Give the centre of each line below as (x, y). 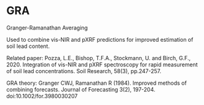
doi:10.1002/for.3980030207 (42, 96)
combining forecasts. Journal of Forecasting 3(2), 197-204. (81, 89)
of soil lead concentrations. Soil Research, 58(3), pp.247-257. (84, 71)
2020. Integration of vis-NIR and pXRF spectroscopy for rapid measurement (102, 64)
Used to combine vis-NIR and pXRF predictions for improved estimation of (100, 39)
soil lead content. (28, 46)
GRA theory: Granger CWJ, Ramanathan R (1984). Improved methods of (96, 83)
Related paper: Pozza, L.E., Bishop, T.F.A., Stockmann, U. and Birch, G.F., (99, 58)
